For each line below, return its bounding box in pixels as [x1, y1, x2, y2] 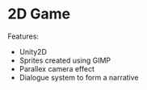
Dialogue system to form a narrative [19, 72, 139, 82]
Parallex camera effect [19, 63, 94, 73]
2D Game [7, 5, 70, 23]
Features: [7, 31, 40, 41]
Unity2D [19, 47, 48, 56]
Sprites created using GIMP [19, 55, 111, 65]
